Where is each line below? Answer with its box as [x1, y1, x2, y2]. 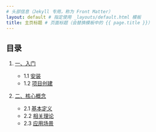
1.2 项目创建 [23, 80, 53, 87]
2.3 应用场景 [23, 120, 54, 127]
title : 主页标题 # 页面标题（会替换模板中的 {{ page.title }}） [6, 20, 152, 25]
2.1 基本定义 [23, 105, 53, 112]
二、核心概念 [14, 92, 46, 99]
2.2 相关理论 [23, 112, 54, 120]
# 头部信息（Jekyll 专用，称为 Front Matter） [6, 8, 113, 15]
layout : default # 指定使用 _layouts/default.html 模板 [6, 14, 141, 20]
